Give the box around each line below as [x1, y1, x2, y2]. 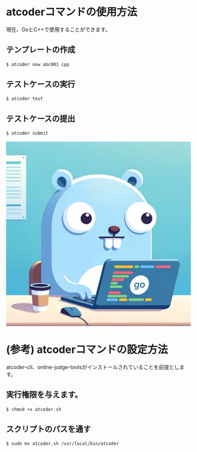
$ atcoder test [6, 96, 43, 102]
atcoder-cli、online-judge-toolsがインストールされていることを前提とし [6, 363, 180, 370]
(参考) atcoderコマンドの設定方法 [6, 343, 168, 356]
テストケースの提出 [6, 113, 75, 123]
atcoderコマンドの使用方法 [6, 5, 138, 19]
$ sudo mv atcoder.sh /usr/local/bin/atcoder [6, 441, 119, 447]
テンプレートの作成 [6, 45, 76, 55]
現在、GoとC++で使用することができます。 [6, 26, 111, 33]
